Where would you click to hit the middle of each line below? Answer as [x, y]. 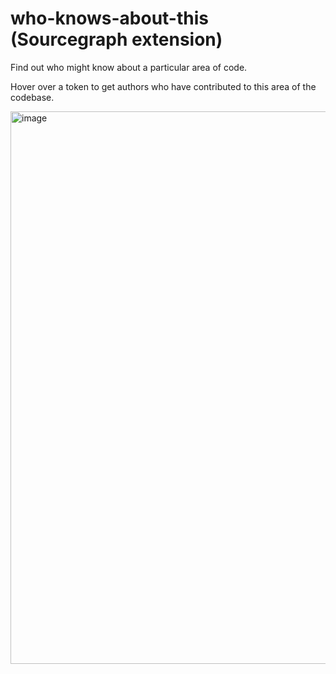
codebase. [32, 97]
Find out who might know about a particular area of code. [129, 67]
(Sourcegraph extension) [116, 39]
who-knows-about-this [109, 18]
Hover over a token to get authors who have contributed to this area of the [163, 86]
